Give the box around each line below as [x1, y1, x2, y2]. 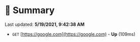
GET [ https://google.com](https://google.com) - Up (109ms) [12, 31, 135, 37]
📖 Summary [5, 5, 55, 16]
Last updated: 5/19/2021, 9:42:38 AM [5, 21, 85, 27]
